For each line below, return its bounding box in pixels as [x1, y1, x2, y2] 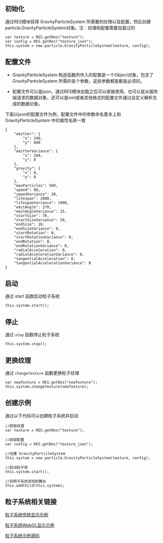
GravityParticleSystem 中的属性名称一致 [5, 117, 86, 123]
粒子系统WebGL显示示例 [5, 522, 55, 528]
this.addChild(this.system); [5, 483, 65, 488]
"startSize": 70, [14, 213, 50, 218]
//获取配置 [5, 437, 25, 442]
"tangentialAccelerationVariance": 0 [14, 260, 91, 266]
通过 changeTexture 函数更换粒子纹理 [5, 370, 80, 376]
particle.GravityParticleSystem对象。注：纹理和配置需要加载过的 [5, 25, 136, 30]
